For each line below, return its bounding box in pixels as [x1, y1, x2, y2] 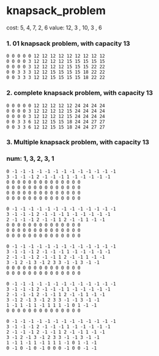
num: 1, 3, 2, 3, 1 [6, 154, 54, 163]
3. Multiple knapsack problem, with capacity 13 [6, 138, 150, 147]
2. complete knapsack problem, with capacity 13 [6, 89, 153, 97]
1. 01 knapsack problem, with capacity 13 [6, 39, 130, 48]
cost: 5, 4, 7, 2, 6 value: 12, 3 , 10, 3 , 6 [6, 24, 102, 31]
